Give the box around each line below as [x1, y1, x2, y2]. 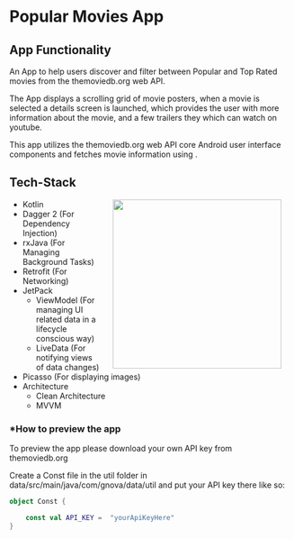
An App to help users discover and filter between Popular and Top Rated [9, 66, 278, 77]
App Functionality [9, 42, 111, 58]
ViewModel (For [35, 295, 95, 306]
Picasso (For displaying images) [22, 371, 141, 382]
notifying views [35, 352, 93, 362]
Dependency [22, 218, 70, 229]
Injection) [22, 227, 58, 238]
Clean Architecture [35, 390, 106, 401]
